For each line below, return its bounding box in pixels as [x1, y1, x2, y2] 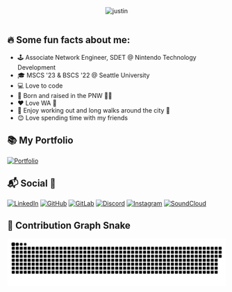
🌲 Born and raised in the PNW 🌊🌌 [17, 91, 113, 99]
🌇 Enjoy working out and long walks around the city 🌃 [17, 106, 170, 114]
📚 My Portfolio [7, 135, 74, 147]
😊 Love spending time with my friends [17, 113, 129, 122]
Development [17, 63, 56, 72]
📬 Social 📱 [7, 177, 56, 190]
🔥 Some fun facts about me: [7, 34, 131, 46]
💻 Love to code [17, 81, 63, 90]
